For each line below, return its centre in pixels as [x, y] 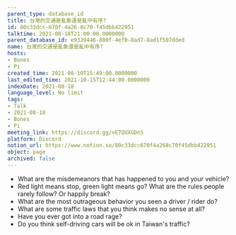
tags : [15, 100]
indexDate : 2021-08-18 [41, 86]
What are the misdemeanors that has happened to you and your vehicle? [123, 178]
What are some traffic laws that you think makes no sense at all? [111, 209]
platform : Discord [34, 139]
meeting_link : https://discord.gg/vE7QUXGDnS [75, 132]
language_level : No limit [45, 93]
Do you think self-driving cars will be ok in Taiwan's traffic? [104, 224]
